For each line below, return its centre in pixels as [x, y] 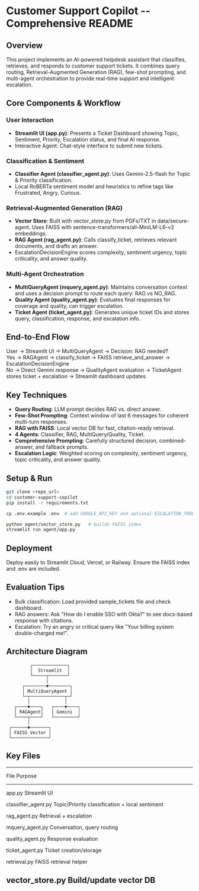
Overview [25, 45]
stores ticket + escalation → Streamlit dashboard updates [76, 377]
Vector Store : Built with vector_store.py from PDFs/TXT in [85, 221]
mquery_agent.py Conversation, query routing [62, 827]
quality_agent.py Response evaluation [52, 838]
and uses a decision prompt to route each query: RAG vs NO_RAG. [95, 293]
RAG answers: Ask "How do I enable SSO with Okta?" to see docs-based [103, 614]
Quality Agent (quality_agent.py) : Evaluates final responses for [92, 300]
